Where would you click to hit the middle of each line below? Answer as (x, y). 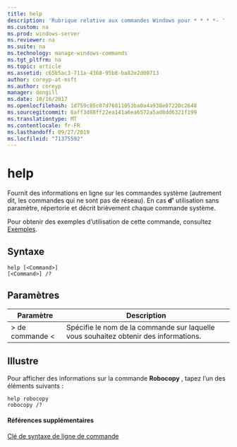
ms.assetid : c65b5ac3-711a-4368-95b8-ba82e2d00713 (83, 73)
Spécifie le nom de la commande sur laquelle (140, 327)
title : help (25, 14)
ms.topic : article (34, 66)
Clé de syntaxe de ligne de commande (63, 436)
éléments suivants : (35, 386)
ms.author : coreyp (34, 86)
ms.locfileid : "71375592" (45, 138)
